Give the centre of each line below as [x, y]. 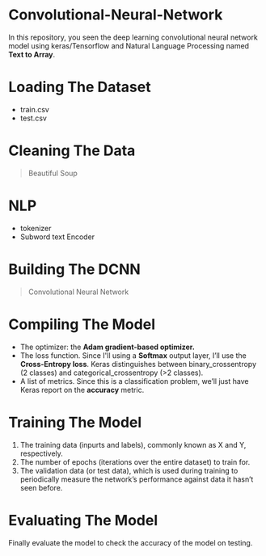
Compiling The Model [82, 324]
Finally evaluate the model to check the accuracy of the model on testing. [131, 542]
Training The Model [75, 422]
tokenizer [36, 228]
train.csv [35, 109]
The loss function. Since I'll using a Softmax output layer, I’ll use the [133, 355]
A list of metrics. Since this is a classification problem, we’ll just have [134, 381]
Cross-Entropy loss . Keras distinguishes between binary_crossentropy [138, 364]
